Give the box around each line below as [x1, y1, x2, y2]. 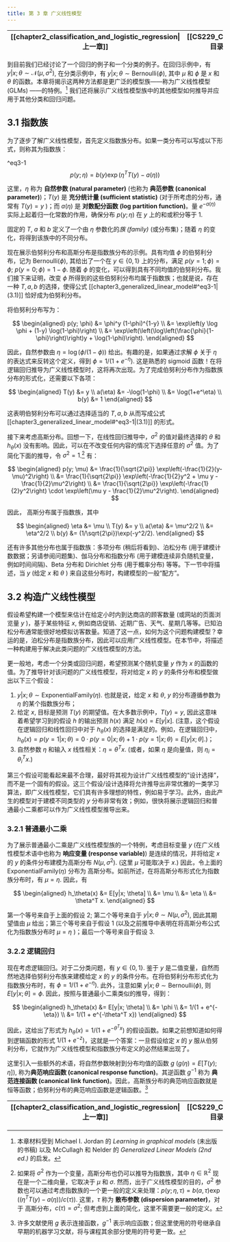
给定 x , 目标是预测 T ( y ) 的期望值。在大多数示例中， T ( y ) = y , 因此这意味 [16, 708, 218, 717]
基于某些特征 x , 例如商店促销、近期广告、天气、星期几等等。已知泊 [34, 619, 222, 628]
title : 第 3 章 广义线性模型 [7, 10, 82, 17]
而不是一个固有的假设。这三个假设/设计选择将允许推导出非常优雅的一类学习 [7, 779, 220, 788]
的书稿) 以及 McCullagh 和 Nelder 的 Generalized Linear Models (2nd [16, 1145, 212, 1154]
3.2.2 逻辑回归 [7, 947, 55, 956]
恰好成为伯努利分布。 [25, 291, 86, 299]
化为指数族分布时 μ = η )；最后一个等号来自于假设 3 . [7, 928, 155, 936]
